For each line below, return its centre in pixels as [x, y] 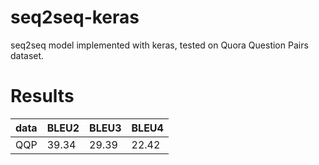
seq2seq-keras [75, 17]
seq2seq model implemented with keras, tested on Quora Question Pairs [159, 45]
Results [42, 96]
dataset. [27, 55]
